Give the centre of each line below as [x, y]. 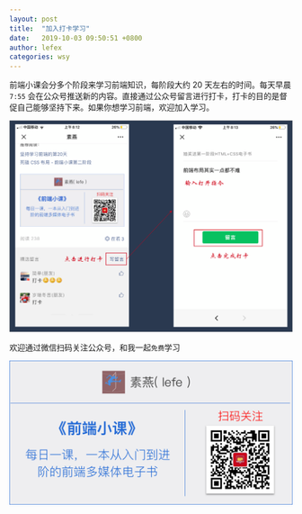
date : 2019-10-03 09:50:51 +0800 [76, 38]
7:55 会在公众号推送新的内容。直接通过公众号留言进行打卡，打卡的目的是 [145, 96]
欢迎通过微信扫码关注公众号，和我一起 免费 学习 [95, 347]
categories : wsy [40, 57]
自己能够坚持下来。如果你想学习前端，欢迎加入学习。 [115, 107]
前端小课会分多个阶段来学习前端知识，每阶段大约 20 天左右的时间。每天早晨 [151, 85]
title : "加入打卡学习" [49, 28]
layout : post [34, 19]
